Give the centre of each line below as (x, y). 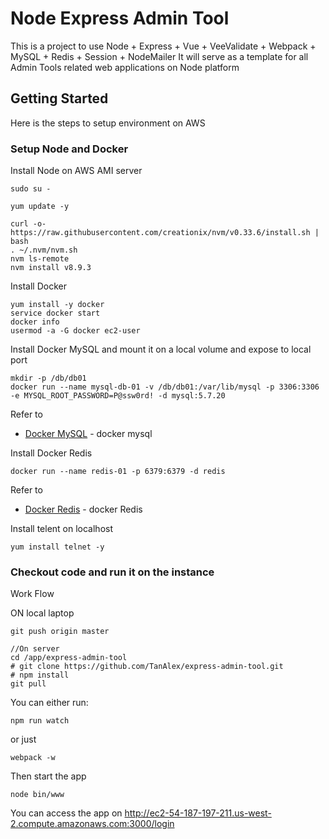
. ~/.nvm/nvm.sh (44, 250)
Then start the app (48, 776)
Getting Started (59, 98)
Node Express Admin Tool (120, 18)
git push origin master (60, 632)
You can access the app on (66, 813)
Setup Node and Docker (69, 149)
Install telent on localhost (62, 529)
